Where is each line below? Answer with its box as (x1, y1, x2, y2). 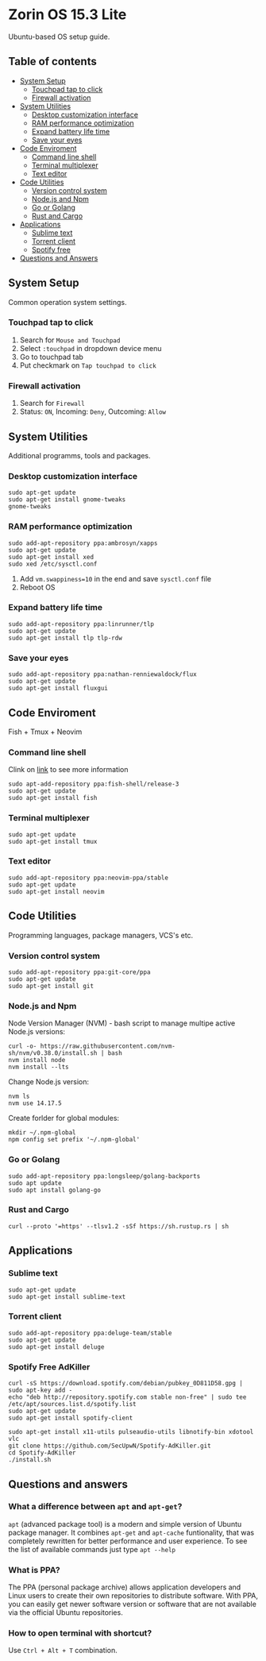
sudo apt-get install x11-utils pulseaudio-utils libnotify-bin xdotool (8, 1428, 254, 1436)
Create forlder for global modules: (8, 1114, 120, 1123)
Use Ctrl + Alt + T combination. (8, 1646, 118, 1655)
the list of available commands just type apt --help (8, 1544, 176, 1554)
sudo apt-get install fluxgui (8, 685, 109, 693)
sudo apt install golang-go (8, 1186, 102, 1194)
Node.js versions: (8, 1027, 66, 1037)
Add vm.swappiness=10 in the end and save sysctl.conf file (19, 574, 212, 583)
